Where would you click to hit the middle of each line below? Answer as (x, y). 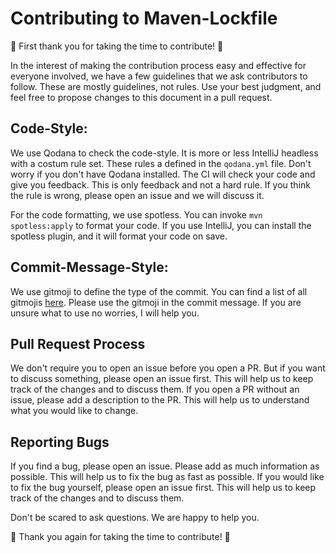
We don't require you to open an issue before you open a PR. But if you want (168, 368)
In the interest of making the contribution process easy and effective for (158, 65)
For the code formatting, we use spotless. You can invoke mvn (136, 214)
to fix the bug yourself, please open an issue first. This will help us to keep (163, 488)
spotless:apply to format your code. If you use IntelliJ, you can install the (161, 225)
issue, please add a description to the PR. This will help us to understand (160, 400)
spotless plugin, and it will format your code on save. (119, 236)
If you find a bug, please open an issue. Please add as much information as (165, 466)
